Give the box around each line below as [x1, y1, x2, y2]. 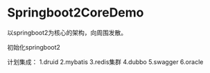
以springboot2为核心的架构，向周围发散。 [7, 28, 128, 36]
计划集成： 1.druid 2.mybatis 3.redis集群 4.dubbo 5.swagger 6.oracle [7, 57, 204, 66]
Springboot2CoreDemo [7, 5, 144, 21]
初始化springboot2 [7, 43, 61, 51]
